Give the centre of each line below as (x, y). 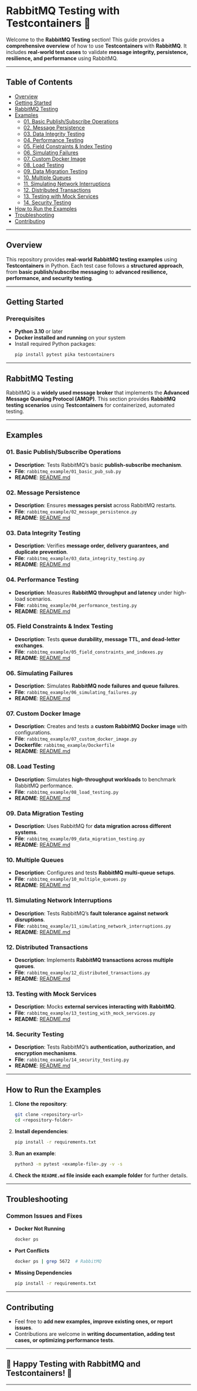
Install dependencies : (41, 1131)
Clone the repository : (41, 1104)
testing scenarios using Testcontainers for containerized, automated (90, 405)
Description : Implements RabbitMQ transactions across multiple (94, 960)
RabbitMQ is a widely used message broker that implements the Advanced (98, 392)
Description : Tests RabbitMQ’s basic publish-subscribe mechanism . (98, 464)
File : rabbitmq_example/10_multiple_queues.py (70, 879)
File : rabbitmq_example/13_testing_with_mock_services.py (85, 1013)
